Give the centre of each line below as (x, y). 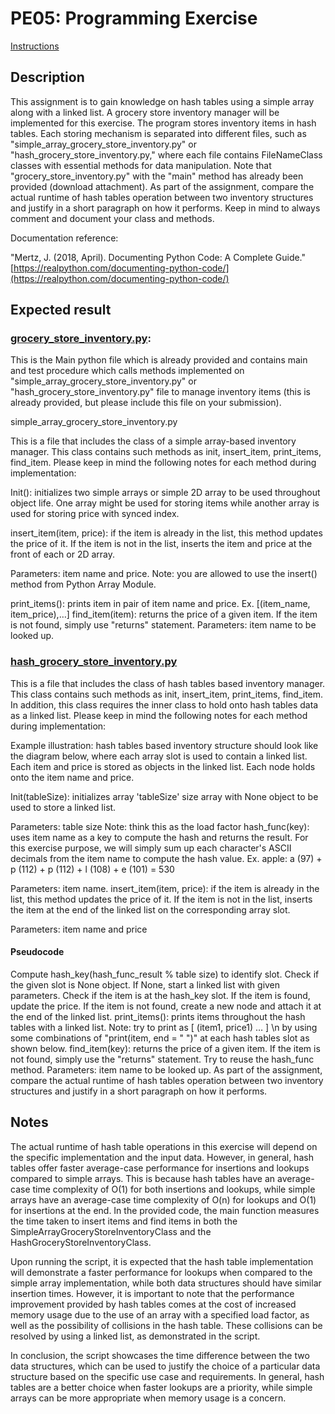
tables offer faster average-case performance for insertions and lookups (160, 1168)
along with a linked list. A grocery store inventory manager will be (145, 112)
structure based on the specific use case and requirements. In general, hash (167, 1376)
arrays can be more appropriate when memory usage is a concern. (148, 1398)
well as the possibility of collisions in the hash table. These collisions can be (166, 1325)
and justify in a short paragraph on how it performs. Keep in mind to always (165, 208)
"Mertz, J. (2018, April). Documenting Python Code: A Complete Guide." (158, 257)
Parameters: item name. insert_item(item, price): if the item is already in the (165, 888)
